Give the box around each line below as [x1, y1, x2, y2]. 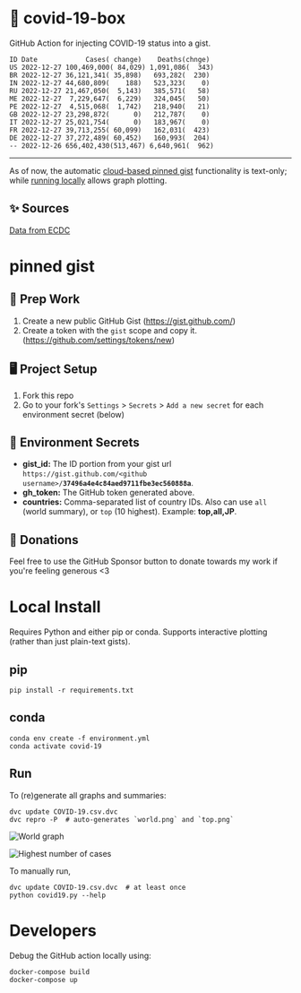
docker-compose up [9, 975, 78, 984]
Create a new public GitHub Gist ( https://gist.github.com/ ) [21, 315, 236, 326]
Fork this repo [21, 390, 74, 401]
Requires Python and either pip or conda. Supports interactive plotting [9, 626, 268, 637]
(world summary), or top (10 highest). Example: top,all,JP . [21, 506, 237, 517]
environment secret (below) [21, 409, 125, 419]
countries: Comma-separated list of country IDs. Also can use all [21, 496, 267, 507]
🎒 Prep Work [9, 291, 81, 307]
